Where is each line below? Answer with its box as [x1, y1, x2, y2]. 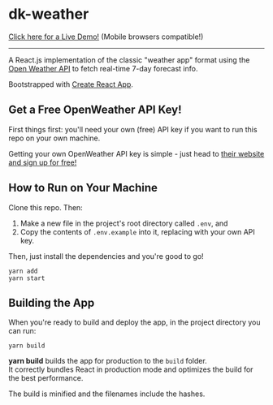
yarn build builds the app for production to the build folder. [8, 356, 207, 366]
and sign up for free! [8, 157, 77, 167]
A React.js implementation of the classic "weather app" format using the [8, 54, 250, 65]
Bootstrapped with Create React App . [8, 79, 134, 89]
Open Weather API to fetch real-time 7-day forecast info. [8, 63, 198, 73]
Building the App [8, 295, 95, 309]
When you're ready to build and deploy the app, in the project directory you [8, 317, 262, 327]
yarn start [8, 274, 45, 282]
